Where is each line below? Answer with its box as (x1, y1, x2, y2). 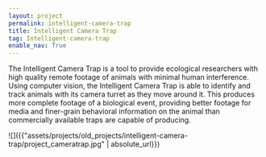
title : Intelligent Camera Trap (8, 27, 117, 35)
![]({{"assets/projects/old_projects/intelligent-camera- (8, 130, 188, 141)
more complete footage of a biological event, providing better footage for (8, 98, 251, 108)
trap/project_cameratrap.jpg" (8, 139, 105, 149)
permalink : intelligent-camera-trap (8, 19, 131, 27)
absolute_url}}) (110, 139, 160, 149)
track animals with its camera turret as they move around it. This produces (8, 89, 256, 99)
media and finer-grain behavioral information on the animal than (8, 106, 220, 117)
